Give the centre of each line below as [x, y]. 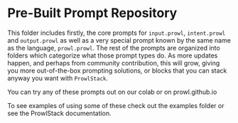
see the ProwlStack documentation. [59, 113]
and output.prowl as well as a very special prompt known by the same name [119, 40]
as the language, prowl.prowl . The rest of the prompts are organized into [114, 48]
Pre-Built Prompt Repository [92, 13]
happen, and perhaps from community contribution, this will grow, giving [114, 63]
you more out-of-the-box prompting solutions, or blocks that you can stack [117, 70]
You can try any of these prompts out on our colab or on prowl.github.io [112, 92]
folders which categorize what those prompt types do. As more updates [113, 55]
